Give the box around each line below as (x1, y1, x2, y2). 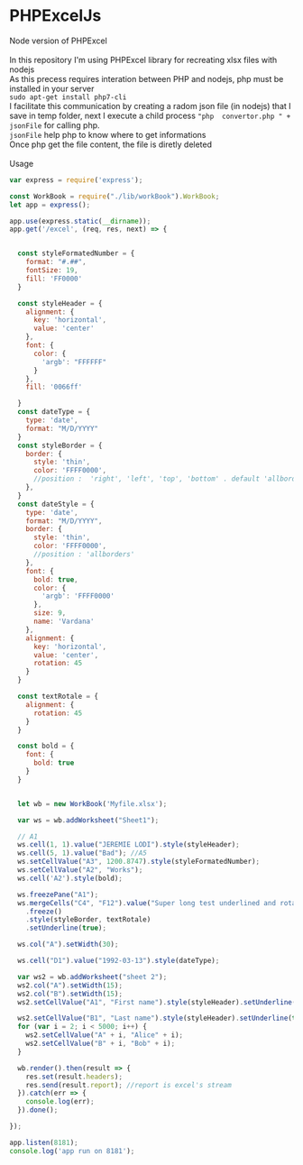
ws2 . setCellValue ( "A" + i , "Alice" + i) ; (25, 1031, 183, 1040)
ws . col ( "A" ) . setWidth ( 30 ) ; (17, 940, 119, 949)
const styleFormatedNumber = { (17, 249, 135, 258)
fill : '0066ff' (25, 382, 83, 392)
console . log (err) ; (25, 1097, 95, 1106)
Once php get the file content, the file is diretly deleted (9, 139, 213, 150)
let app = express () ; (9, 200, 91, 209)
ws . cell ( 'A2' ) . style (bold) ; (17, 874, 124, 883)
